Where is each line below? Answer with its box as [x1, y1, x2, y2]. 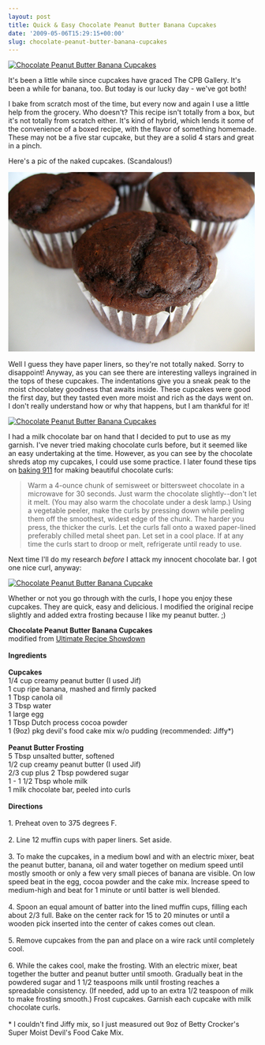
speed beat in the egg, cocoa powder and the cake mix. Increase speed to [8, 877, 250, 886]
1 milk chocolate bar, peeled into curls [8, 785, 132, 794]
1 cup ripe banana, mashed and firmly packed [8, 685, 157, 694]
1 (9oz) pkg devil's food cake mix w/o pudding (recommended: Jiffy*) [8, 726, 234, 736]
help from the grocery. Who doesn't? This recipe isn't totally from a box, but [8, 107, 255, 118]
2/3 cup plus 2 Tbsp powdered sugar [8, 768, 129, 778]
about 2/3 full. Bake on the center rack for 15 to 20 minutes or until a [8, 911, 230, 920]
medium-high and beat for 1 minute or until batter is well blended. [8, 886, 221, 895]
